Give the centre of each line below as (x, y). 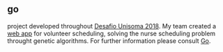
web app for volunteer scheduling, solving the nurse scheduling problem (111, 33)
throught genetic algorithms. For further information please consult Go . (109, 41)
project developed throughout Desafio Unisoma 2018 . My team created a (112, 26)
